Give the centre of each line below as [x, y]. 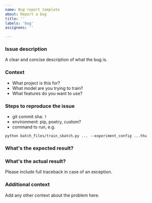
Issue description [26, 49]
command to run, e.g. [34, 127]
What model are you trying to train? [47, 88]
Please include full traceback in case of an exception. [59, 172]
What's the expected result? [39, 148]
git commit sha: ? [29, 117]
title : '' [15, 19]
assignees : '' [19, 28]
